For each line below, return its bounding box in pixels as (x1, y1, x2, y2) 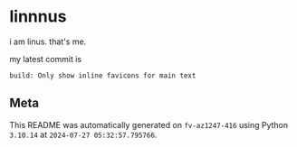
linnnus (9, 6, 67, 27)
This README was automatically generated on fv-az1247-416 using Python (9, 119, 289, 130)
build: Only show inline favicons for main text (9, 70, 196, 80)
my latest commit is (9, 53, 82, 64)
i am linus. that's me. (9, 36, 87, 47)
